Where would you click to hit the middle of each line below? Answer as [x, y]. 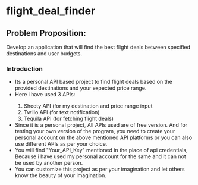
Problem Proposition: [46, 33]
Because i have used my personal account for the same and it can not [100, 156]
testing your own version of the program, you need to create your [95, 131]
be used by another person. [49, 163]
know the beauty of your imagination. [61, 175]
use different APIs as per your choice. [61, 144]
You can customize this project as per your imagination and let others [100, 169]
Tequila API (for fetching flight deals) [69, 119]
